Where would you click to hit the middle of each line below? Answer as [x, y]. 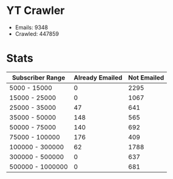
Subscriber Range [39, 78]
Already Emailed [98, 78]
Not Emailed [146, 78]
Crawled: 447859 [37, 33]
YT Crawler [36, 11]
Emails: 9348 [32, 27]
